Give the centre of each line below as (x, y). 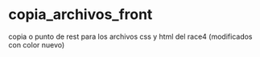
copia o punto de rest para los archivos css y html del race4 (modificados (130, 36)
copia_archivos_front (80, 15)
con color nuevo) (37, 44)
